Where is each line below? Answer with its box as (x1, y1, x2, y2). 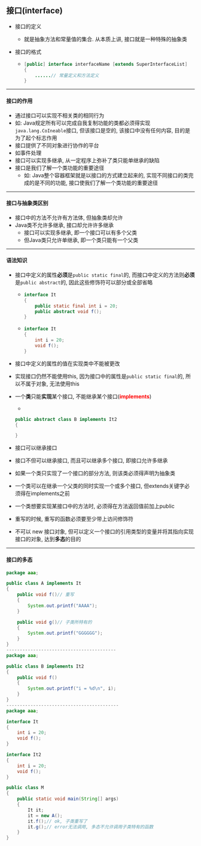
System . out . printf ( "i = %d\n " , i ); (28, 686, 117, 692)
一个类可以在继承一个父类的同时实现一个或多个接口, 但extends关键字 (14, 483, 185, 490)
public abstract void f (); (35, 308, 102, 314)
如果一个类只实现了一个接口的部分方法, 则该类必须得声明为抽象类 (14, 469, 175, 477)
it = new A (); (28, 812, 63, 818)
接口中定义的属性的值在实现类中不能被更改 (14, 360, 120, 367)
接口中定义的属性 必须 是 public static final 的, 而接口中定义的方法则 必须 (14, 271, 195, 278)
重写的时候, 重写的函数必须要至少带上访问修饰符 (14, 516, 133, 523)
